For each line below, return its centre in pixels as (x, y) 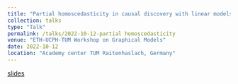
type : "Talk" (27, 27)
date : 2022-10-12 (33, 47)
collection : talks (34, 20)
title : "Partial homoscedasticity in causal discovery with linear (109, 14)
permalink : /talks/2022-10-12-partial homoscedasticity (91, 34)
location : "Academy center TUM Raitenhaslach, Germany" (91, 54)
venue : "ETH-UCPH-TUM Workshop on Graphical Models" (87, 40)
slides (16, 73)
